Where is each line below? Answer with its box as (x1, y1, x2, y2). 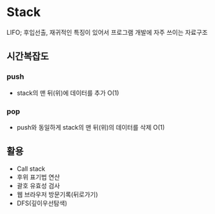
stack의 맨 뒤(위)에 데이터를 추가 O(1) (16, 89, 119, 97)
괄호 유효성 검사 (16, 181, 60, 190)
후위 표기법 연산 (16, 172, 60, 181)
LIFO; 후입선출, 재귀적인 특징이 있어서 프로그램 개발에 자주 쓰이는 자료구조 (6, 28, 208, 36)
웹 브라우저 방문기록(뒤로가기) (16, 190, 98, 199)
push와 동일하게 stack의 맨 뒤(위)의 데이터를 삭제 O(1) (16, 123, 165, 131)
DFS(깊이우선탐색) (16, 199, 68, 207)
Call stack (16, 165, 46, 173)
